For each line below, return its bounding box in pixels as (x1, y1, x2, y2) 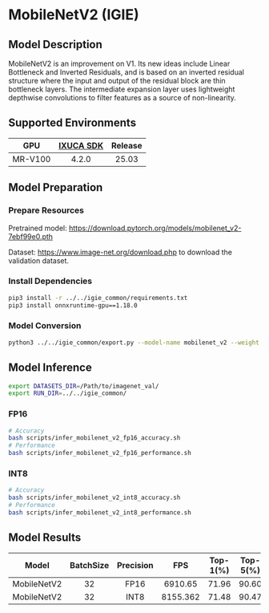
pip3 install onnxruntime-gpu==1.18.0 (8, 301, 138, 310)
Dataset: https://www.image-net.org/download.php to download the (8, 247, 233, 257)
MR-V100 (12, 153, 51, 164)
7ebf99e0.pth (8, 231, 54, 242)
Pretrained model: (8, 223, 68, 233)
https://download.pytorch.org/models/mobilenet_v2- (68, 223, 242, 233)
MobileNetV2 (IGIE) (8, 6, 139, 24)
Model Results (8, 531, 82, 545)
